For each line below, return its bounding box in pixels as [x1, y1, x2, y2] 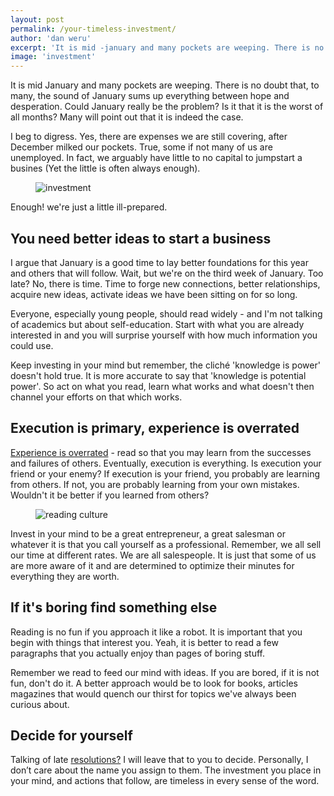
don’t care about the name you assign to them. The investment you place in [10, 764, 322, 776]
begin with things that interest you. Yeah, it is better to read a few [10, 636, 279, 648]
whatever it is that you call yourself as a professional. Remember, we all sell [10, 538, 322, 550]
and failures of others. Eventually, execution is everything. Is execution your [10, 457, 322, 469]
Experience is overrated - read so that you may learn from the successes [10, 446, 312, 458]
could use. [10, 339, 54, 351]
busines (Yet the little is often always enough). [10, 162, 201, 175]
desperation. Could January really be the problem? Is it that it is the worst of [10, 101, 324, 113]
